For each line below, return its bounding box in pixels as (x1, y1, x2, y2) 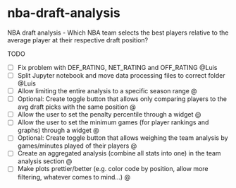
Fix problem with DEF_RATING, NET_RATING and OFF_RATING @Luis (17, 63, 218, 71)
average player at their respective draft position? (7, 35, 149, 44)
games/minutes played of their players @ (17, 141, 137, 150)
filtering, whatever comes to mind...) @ (17, 172, 131, 181)
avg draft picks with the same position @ (17, 102, 136, 111)
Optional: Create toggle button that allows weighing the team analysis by (17, 134, 228, 142)
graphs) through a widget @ (17, 126, 100, 135)
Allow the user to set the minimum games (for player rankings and (17, 118, 209, 127)
